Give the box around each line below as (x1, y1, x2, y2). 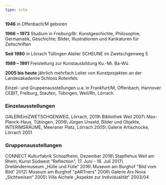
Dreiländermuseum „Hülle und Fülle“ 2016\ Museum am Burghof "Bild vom (5, 164, 157, 170)
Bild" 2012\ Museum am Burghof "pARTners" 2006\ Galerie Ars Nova (5, 169, 146, 175)
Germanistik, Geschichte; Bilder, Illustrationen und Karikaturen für (5, 36, 139, 42)
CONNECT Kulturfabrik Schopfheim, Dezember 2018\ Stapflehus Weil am (5, 153, 155, 159)
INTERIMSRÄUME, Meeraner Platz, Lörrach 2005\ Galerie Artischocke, (5, 124, 150, 130)
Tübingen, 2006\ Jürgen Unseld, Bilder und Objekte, (33, 119, 141, 124)
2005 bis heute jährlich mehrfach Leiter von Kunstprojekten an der (5, 70, 142, 76)
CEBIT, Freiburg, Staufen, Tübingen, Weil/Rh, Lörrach (5, 90, 114, 96)
